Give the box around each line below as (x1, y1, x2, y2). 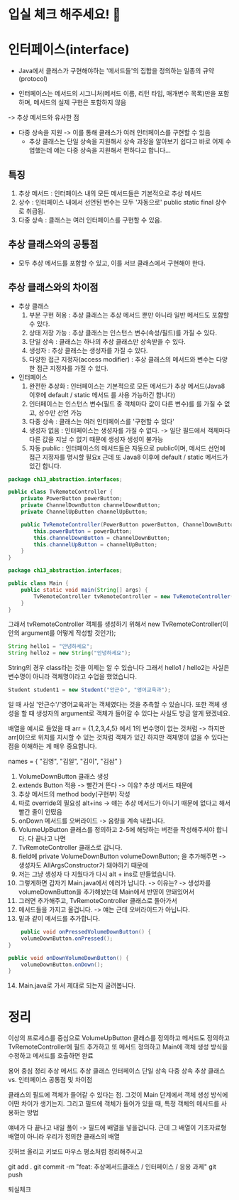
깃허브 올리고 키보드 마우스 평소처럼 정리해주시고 (8, 1147, 143, 1156)
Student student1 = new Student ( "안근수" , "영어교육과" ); (8, 686, 171, 693)
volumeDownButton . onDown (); (21, 961, 104, 968)
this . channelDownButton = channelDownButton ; (33, 534, 171, 541)
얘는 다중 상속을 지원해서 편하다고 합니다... (53, 146, 171, 155)
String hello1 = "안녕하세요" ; (8, 643, 93, 650)
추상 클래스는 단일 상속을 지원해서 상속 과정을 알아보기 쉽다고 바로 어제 (28, 137, 224, 146)
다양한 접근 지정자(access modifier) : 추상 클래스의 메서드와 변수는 (28, 355, 215, 363)
